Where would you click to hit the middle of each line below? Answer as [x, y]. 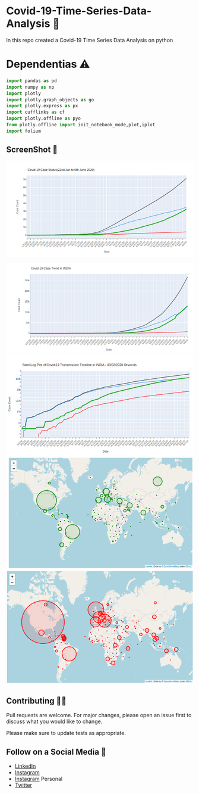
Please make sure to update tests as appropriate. [66, 733]
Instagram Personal [39, 779]
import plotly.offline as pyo [44, 119]
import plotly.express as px [42, 106]
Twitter [23, 785]
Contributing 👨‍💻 [37, 701]
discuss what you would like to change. [54, 721]
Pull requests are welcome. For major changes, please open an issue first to [99, 715]
